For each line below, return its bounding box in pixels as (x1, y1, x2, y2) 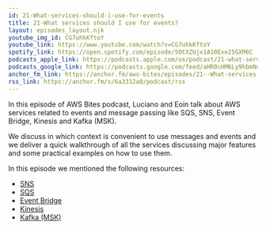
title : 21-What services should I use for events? (8, 19, 179, 27)
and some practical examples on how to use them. (8, 148, 173, 158)
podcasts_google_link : (8, 63, 83, 71)
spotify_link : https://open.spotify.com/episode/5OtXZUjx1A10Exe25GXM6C (8, 48, 253, 56)
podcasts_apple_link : (8, 56, 80, 64)
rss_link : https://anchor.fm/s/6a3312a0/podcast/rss (8, 77, 186, 85)
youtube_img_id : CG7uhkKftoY (8, 33, 104, 42)
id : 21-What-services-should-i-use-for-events (8, 11, 165, 20)
